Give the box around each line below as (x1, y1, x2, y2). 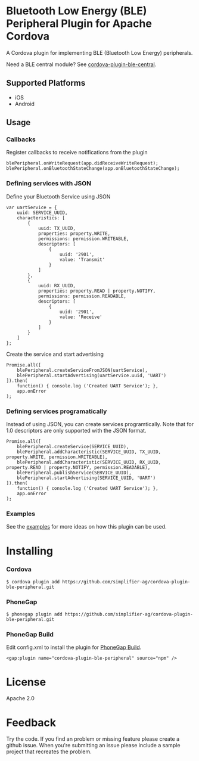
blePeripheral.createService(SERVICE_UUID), (17, 444, 129, 450)
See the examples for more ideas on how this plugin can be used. (6, 523, 167, 530)
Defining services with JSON (6, 179, 91, 188)
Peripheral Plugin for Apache (6, 17, 152, 30)
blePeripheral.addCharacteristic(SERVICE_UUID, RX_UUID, (17, 459, 161, 465)
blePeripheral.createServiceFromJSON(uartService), (17, 367, 148, 373)
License (6, 675, 46, 689)
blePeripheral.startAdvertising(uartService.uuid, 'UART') (17, 372, 167, 378)
